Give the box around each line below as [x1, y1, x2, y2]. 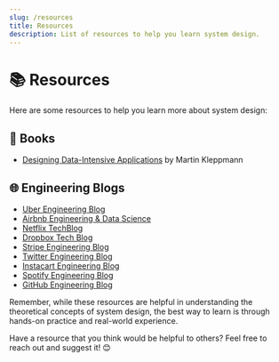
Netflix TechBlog [21, 222, 84, 233]
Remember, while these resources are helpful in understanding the [9, 296, 253, 307]
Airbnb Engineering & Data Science [21, 213, 151, 223]
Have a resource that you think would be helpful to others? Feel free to [9, 333, 267, 343]
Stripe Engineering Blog [21, 241, 109, 252]
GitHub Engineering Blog [21, 279, 113, 290]
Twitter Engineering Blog [21, 251, 113, 261]
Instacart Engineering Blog [21, 260, 120, 271]
